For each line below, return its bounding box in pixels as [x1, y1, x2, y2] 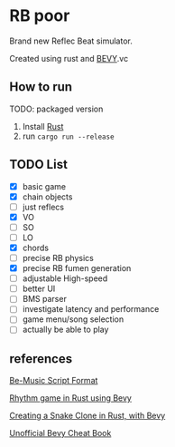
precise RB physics [22, 253, 95, 263]
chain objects [22, 191, 73, 202]
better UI [22, 283, 56, 295]
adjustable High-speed [22, 273, 108, 284]
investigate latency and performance [22, 304, 160, 315]
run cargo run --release [22, 131, 115, 141]
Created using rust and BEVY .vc [9, 53, 129, 63]
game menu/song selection [22, 314, 124, 325]
